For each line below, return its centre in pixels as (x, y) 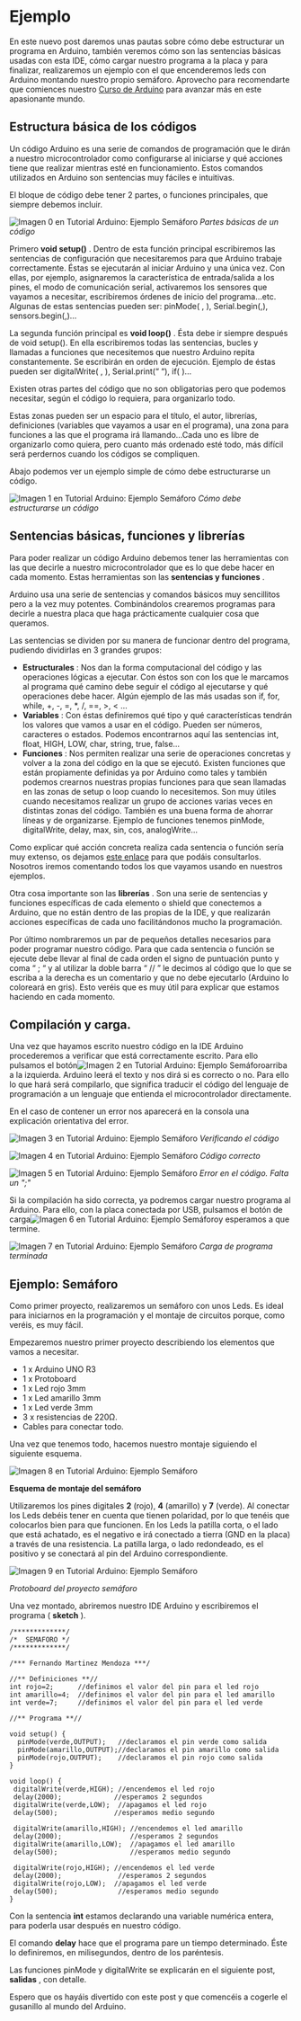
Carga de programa (236, 1246)
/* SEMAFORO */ (40, 1640)
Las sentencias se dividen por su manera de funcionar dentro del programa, (150, 640)
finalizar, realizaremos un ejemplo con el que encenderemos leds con (138, 70)
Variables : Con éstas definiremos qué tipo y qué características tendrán (157, 715)
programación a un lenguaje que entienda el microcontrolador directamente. (150, 1094)
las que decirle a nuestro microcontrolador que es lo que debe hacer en (142, 567)
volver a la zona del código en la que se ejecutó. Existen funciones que (154, 762)
